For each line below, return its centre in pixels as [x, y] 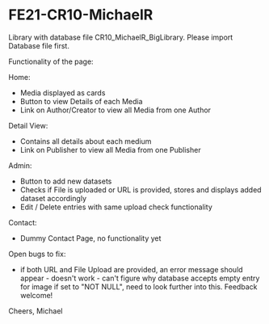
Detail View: [28, 125]
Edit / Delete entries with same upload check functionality [116, 207]
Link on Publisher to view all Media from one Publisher [110, 149]
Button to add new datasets [66, 181]
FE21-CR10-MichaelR [81, 15]
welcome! [36, 295]
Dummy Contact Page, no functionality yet [90, 238]
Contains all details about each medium [86, 141]
